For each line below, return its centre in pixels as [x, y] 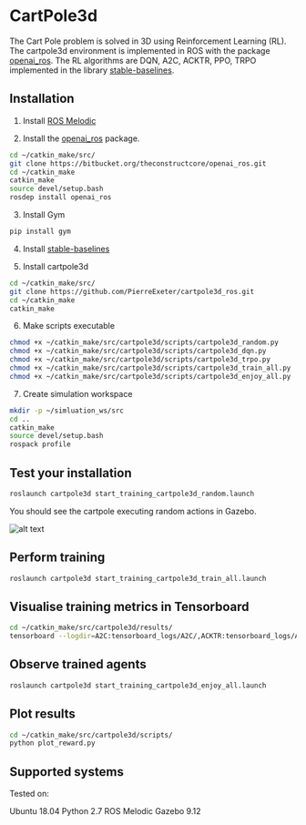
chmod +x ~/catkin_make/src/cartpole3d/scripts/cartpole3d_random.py [144, 342]
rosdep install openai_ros [61, 198]
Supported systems [67, 772]
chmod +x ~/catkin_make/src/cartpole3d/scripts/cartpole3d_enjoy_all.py [150, 376]
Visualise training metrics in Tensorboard [129, 606]
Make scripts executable [69, 326]
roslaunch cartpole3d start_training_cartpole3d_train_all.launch [138, 578]
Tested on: [30, 794]
